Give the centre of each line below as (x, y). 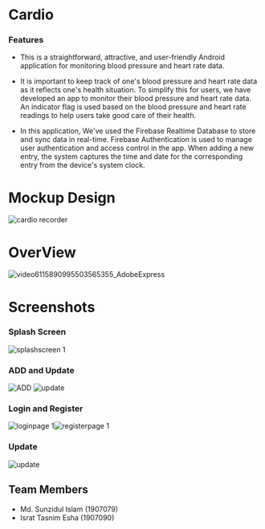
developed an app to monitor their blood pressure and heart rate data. (135, 99)
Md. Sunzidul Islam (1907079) (69, 509)
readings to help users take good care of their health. (108, 116)
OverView (42, 252)
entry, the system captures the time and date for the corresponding (131, 157)
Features (26, 40)
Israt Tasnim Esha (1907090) (67, 517)
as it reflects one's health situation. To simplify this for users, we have (135, 90)
